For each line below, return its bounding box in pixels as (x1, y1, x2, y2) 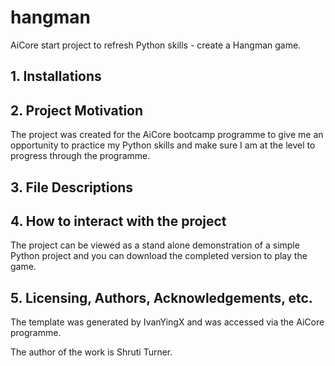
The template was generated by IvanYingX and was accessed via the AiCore (10, 316, 325, 328)
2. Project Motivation (10, 102, 144, 119)
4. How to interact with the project (10, 212, 227, 230)
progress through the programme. (10, 150, 151, 162)
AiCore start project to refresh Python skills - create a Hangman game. (10, 39, 302, 51)
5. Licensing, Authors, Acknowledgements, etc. (10, 289, 313, 306)
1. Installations (10, 68, 102, 85)
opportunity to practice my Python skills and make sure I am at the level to (10, 139, 316, 151)
